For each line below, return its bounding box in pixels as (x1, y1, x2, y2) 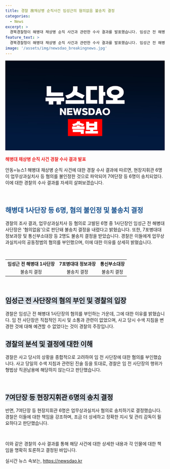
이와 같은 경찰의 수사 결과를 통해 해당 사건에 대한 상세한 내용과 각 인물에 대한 (5, 441, 156, 447)
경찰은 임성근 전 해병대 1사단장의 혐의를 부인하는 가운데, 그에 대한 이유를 (5, 311, 148, 317)
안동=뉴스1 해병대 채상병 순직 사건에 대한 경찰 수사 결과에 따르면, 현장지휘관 (5, 167, 154, 173)
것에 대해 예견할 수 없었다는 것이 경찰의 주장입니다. (14, 323, 115, 329)
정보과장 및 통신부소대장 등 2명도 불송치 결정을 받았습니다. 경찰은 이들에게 (5, 233, 151, 239)
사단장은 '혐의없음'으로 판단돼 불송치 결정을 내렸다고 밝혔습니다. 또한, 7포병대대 (5, 226, 162, 233)
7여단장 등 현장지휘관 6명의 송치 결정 (5, 393, 113, 401)
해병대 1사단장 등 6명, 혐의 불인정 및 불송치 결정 (5, 206, 143, 214)
